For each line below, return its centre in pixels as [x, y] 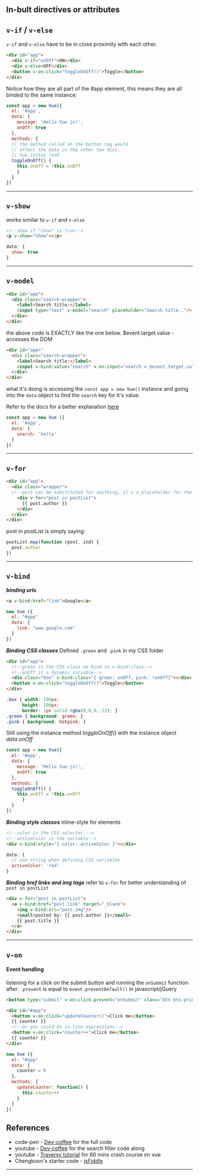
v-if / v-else [30, 30]
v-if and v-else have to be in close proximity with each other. [81, 44]
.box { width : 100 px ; [33, 700]
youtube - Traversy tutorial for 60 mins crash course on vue [88, 1155]
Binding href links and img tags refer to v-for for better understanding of [96, 882]
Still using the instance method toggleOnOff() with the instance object [91, 733]
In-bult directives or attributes [63, 10]
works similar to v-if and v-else [45, 219]
